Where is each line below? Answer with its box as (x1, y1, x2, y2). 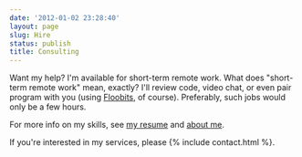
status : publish (9, 38, 71, 48)
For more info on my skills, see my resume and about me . (9, 120, 225, 131)
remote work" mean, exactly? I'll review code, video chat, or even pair (28, 82, 292, 93)
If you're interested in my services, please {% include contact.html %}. (9, 137, 276, 148)
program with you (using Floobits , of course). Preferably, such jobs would (9, 92, 286, 103)
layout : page (9, 22, 59, 31)
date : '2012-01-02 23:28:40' (9, 13, 120, 23)
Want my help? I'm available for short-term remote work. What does (9, 72, 265, 83)
